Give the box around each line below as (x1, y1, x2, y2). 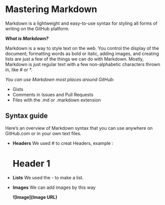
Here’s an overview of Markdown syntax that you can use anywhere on (5, 125, 153, 131)
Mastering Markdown (5, 4, 97, 15)
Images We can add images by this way (12, 184, 96, 190)
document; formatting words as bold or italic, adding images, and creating (5, 50, 159, 57)
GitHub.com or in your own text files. (5, 130, 82, 136)
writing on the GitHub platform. (5, 25, 70, 31)
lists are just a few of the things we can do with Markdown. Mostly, (5, 56, 144, 62)
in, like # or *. (5, 67, 33, 73)
